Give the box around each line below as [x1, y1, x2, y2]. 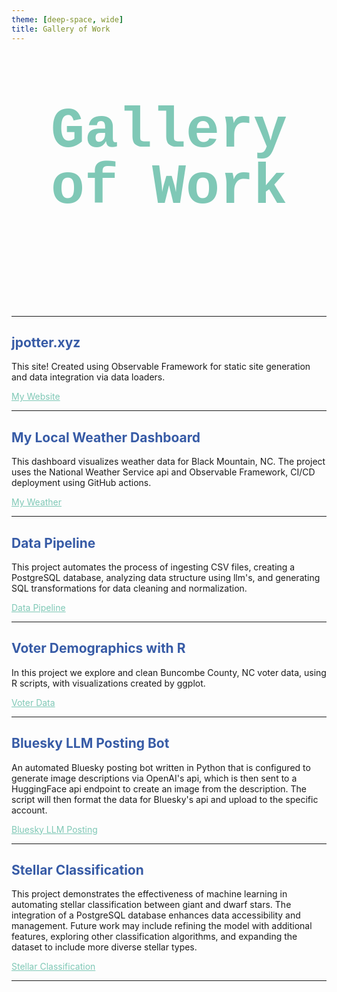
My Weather [11, 496, 63, 508]
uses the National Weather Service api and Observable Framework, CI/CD [11, 466, 316, 478]
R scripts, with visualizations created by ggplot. [11, 677, 206, 689]
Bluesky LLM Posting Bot [11, 735, 170, 752]
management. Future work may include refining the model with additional [11, 920, 313, 932]
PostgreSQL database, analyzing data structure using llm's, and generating [11, 571, 321, 583]
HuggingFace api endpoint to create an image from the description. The [11, 782, 308, 795]
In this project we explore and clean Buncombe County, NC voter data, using [11, 666, 327, 678]
